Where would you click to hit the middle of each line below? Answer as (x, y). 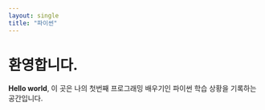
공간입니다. (26, 98)
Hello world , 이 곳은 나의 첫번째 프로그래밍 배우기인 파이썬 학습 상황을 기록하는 (132, 88)
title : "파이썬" (33, 23)
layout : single (34, 16)
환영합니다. (43, 65)
